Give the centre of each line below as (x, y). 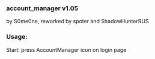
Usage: (17, 37)
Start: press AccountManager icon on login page (66, 49)
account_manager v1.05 (42, 8)
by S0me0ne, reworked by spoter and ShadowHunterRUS (77, 21)
